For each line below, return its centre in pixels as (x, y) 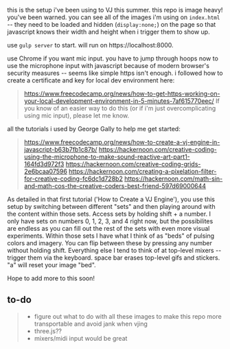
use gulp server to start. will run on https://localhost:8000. (90, 45)
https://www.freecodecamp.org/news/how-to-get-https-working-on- (122, 93)
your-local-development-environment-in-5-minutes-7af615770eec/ (119, 101)
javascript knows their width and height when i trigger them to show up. (109, 32)
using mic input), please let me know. (77, 115)
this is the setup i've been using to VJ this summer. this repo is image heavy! (115, 10)
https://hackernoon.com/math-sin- (174, 179)
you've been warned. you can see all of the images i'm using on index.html (114, 17)
